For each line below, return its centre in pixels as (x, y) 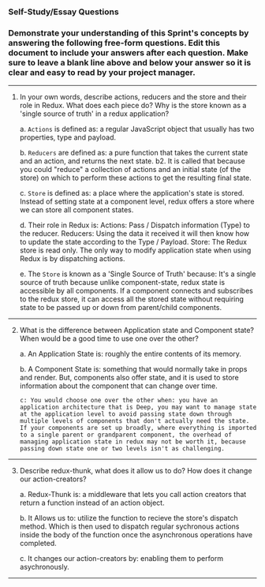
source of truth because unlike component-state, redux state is (122, 282)
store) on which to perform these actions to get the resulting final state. (136, 178)
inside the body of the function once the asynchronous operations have (136, 535)
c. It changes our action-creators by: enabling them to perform (121, 559)
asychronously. (44, 567)
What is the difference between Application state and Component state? (137, 331)
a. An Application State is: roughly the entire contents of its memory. (131, 354)
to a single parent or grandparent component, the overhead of (126, 435)
